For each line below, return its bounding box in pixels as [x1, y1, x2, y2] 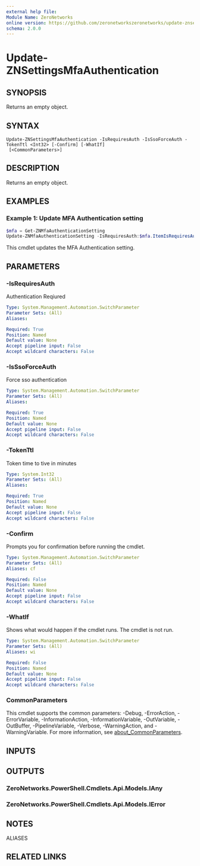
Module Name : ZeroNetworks [6, 14, 73, 20]
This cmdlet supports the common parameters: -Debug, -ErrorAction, [6, 710, 177, 717]
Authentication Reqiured [6, 293, 65, 300]
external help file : [6, 8, 58, 15]
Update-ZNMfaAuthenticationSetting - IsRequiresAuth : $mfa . [6, 234, 153, 239]
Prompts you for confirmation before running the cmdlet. [6, 543, 145, 550]
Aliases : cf [6, 566, 36, 572]
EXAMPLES [6, 196, 49, 207]
